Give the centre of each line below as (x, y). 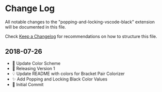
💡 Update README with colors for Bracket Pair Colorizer (68, 74)
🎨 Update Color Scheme (36, 63)
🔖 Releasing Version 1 (33, 68)
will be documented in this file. (36, 27)
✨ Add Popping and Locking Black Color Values (60, 79)
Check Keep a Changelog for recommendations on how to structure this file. (81, 36)
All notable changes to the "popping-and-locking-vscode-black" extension (80, 22)
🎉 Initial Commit (28, 84)
